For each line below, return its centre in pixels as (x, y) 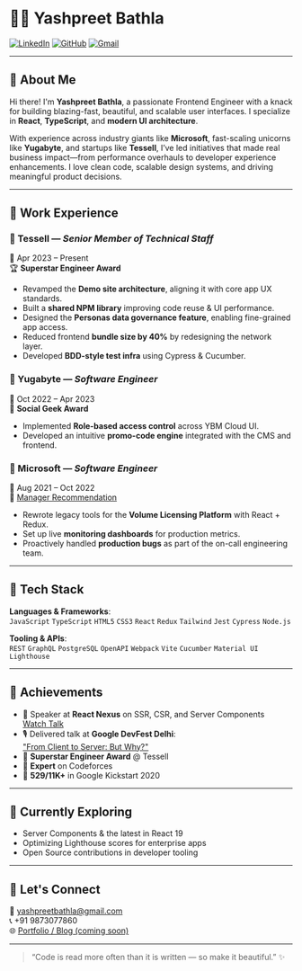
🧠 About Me (43, 80)
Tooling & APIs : (38, 638)
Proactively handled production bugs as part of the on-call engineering (155, 544)
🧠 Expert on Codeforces (67, 766)
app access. (45, 327)
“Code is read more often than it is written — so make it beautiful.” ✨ (158, 958)
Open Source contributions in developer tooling (110, 852)
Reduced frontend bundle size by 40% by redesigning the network (147, 337)
